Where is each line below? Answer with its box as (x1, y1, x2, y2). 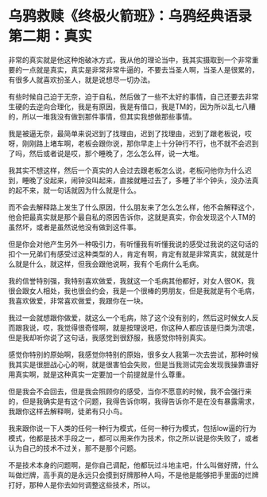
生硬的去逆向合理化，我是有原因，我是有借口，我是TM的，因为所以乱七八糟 (8, 101, 256, 112)
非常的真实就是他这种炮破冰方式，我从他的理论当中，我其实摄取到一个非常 (8, 55, 252, 65)
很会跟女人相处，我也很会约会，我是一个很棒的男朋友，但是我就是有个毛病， (8, 286, 259, 295)
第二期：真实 (8, 27, 93, 45)
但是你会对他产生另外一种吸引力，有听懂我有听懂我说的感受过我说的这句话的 (8, 239, 259, 248)
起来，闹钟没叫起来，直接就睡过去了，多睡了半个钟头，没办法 (49, 175, 252, 185)
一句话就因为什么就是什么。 (49, 185, 141, 195)
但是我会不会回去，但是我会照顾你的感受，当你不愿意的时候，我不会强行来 (8, 386, 252, 396)
